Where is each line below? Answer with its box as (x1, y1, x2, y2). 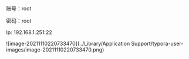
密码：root (6, 17, 32, 24)
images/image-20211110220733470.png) (6, 46, 104, 53)
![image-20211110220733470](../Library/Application (6, 40, 130, 47)
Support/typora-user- (131, 40, 184, 47)
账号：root (6, 5, 32, 12)
